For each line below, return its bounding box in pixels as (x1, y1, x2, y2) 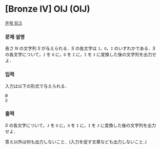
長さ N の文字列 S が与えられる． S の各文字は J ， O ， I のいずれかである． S (5, 45, 156, 52)
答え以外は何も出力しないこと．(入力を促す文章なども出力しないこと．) (5, 139, 147, 145)
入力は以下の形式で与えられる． (5, 83, 69, 89)
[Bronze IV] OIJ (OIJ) (5, 3, 90, 15)
